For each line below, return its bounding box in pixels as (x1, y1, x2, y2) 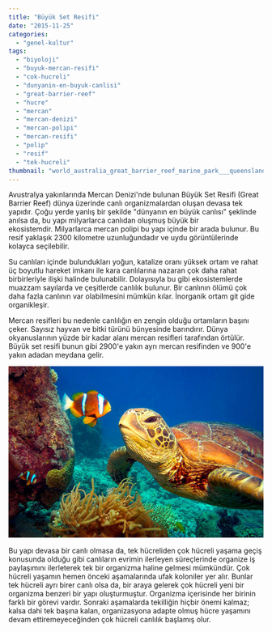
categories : (8, 30, 49, 38)
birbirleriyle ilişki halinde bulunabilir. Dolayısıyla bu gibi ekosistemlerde (8, 274, 243, 284)
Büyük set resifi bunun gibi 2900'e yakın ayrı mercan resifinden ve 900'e (8, 341, 252, 351)
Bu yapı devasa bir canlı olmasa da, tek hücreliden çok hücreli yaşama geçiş (8, 545, 262, 555)
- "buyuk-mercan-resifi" (15, 65, 100, 73)
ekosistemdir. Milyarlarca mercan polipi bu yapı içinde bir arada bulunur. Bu (8, 224, 259, 234)
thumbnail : (8, 167, 45, 175)
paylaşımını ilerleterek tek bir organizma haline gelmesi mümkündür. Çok (8, 562, 250, 572)
